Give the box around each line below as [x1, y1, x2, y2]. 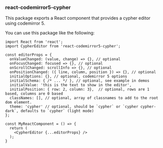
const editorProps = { [5, 52, 52, 58]
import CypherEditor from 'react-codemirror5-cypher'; [5, 44, 121, 49]
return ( [9, 126, 28, 131]
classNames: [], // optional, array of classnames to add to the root [9, 96, 159, 101]
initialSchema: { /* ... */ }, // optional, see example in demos [9, 78, 150, 83]
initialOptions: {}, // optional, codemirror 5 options [9, 74, 127, 79]
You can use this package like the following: [5, 30, 95, 36]
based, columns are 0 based [5, 91, 63, 96]
